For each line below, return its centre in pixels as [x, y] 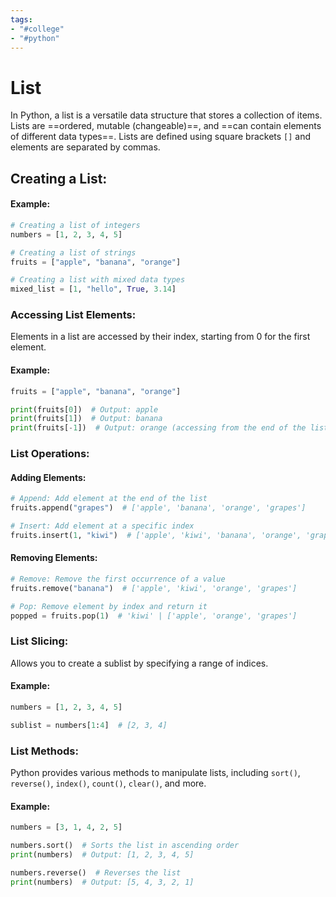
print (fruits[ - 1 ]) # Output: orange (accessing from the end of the [158, 428]
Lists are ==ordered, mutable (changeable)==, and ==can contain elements [166, 126]
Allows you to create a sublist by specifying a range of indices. [139, 663]
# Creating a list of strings [73, 252]
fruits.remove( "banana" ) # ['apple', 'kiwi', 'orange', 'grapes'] [154, 588]
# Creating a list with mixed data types [98, 280]
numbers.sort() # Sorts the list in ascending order [125, 846]
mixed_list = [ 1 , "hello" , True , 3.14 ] [93, 289]
